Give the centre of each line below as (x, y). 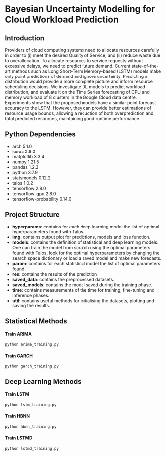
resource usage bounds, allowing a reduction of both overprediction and (79, 113)
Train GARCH (19, 356)
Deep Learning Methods (43, 382)
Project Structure (32, 215)
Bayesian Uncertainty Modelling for (80, 9)
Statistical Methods (36, 321)
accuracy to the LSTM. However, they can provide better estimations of (78, 108)
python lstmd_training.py (32, 448)
